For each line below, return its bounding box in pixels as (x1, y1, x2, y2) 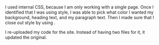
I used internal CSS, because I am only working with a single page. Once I (5, 4, 154, 10)
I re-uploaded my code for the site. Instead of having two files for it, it (5, 29, 145, 35)
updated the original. (5, 34, 47, 40)
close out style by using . (5, 20, 56, 25)
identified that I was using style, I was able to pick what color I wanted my (5, 9, 154, 15)
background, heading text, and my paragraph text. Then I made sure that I (5, 15, 154, 20)
